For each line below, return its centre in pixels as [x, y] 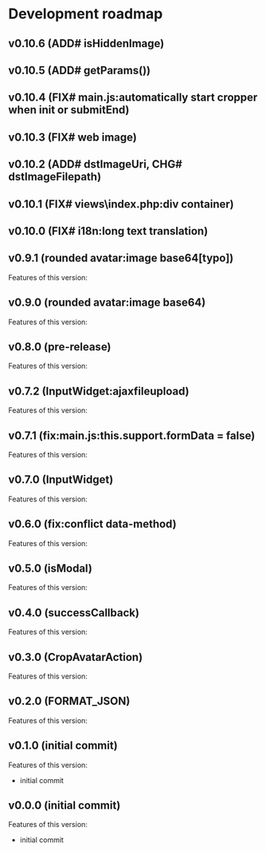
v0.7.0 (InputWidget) [61, 480]
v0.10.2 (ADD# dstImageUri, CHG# [96, 164]
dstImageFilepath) [55, 177]
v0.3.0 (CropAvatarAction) [76, 657]
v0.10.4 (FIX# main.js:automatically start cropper [133, 98]
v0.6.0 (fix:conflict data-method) [92, 524]
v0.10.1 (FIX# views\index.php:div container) [121, 204]
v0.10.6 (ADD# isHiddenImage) [86, 44]
